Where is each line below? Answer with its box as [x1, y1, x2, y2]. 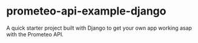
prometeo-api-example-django [6, 4, 167, 18]
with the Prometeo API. [6, 30, 64, 38]
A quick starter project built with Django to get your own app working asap [6, 24, 193, 31]
